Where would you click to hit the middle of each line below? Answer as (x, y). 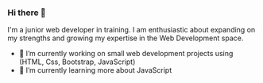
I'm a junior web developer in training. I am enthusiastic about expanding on (131, 30)
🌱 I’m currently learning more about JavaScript (95, 70)
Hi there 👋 (27, 13)
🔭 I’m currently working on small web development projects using (126, 54)
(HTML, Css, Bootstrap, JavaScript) (77, 62)
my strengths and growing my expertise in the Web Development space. (126, 38)
